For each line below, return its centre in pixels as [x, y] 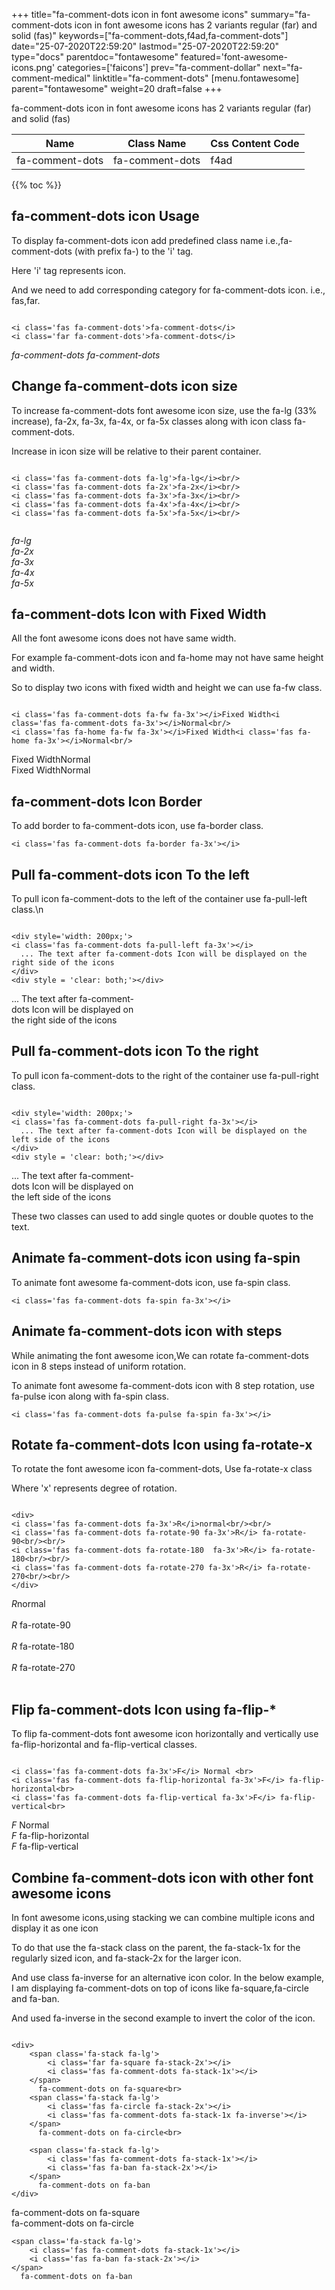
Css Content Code [255, 143]
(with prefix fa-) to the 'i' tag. [134, 251]
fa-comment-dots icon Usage [105, 216]
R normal [28, 1604]
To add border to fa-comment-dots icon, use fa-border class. [137, 826]
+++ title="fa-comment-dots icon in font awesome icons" [130, 14]
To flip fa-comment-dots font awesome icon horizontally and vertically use [165, 1734]
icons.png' [33, 67]
